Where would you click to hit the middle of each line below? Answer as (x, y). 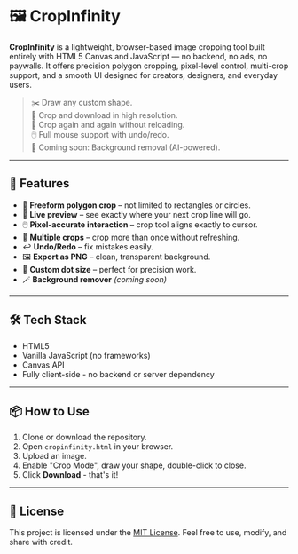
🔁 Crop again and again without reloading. (108, 124)
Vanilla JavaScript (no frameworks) (86, 355)
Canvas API (43, 365)
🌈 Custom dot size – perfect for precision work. (109, 269)
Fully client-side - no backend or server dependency (118, 374)
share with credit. (41, 542)
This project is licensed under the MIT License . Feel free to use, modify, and (148, 533)
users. (21, 84)
